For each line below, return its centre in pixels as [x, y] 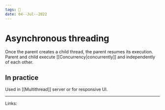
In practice [22, 77]
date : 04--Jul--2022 [26, 14]
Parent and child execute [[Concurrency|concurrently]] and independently [80, 57]
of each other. [19, 62]
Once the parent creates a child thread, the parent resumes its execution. [79, 52]
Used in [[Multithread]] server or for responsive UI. [56, 89]
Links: [11, 104]
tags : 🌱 [13, 10]
